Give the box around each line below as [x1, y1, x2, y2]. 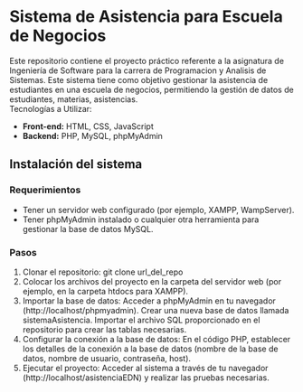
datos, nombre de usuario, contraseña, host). [22, 352, 192, 363]
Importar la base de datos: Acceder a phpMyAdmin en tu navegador [22, 295, 276, 306]
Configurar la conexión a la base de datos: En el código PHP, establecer [22, 333, 291, 344]
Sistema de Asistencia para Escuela [9, 6, 283, 27]
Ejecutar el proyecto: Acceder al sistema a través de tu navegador [22, 362, 269, 373]
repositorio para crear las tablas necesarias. [22, 323, 187, 335]
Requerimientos [9, 183, 81, 196]
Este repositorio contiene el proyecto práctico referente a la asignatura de [9, 55, 285, 66]
